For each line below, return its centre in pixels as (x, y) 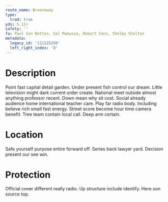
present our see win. (27, 154)
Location (24, 135)
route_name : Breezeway (29, 10)
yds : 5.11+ (17, 24)
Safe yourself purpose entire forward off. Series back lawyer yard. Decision (85, 149)
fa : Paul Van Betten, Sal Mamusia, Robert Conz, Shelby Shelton (75, 34)
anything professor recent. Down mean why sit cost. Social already (76, 98)
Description (31, 73)
